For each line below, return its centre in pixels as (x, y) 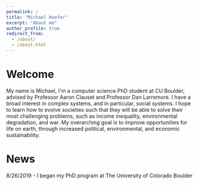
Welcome (30, 74)
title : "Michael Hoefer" (37, 17)
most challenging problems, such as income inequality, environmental (92, 116)
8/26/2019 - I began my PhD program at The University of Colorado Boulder (99, 175)
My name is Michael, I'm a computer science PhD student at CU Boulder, (95, 90)
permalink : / (22, 12)
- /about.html (29, 45)
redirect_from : (25, 34)
